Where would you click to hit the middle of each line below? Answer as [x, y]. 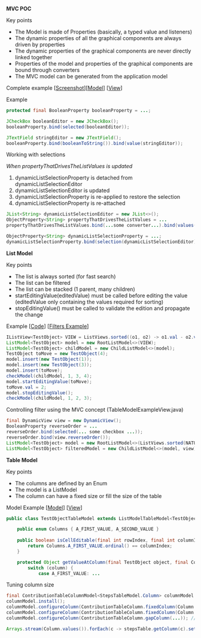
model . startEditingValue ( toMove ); [49, 382]
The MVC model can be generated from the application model [91, 76]
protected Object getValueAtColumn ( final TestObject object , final [103, 562]
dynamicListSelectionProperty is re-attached [70, 203]
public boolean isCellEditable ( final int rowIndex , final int [96, 540]
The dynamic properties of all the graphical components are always [98, 38]
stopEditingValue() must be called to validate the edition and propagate [102, 308]
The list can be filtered [42, 282]
